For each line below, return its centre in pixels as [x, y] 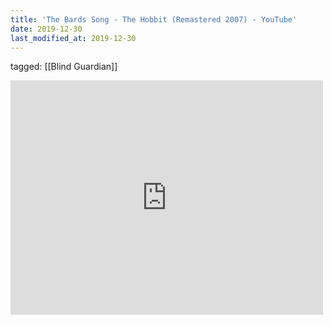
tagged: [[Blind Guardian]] [64, 67]
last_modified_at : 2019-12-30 [73, 38]
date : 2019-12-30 [46, 29]
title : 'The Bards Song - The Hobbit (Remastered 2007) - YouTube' [154, 19]
